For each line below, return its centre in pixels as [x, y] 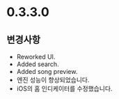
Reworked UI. [36, 57]
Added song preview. [47, 71]
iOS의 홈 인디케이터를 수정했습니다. [64, 89]
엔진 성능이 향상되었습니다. [53, 80]
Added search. [38, 64]
